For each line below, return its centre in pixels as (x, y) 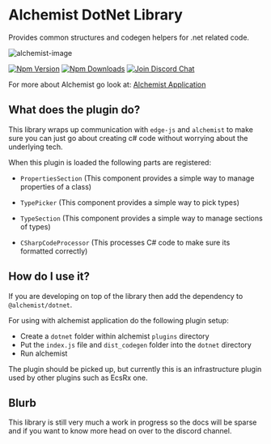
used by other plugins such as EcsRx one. (78, 378)
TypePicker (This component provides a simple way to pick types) (130, 202)
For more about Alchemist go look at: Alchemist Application (107, 84)
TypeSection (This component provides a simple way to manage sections (141, 218)
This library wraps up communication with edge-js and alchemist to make (131, 129)
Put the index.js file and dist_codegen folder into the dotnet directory (136, 344)
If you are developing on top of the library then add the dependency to (126, 296)
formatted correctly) (54, 251)
